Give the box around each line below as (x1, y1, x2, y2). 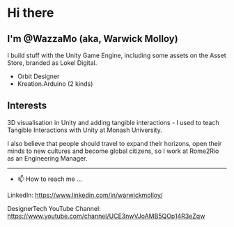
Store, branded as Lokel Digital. (7, 59, 97, 67)
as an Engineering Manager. (7, 154, 88, 162)
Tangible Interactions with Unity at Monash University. (7, 126, 162, 134)
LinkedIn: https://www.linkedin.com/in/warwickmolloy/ (7, 191, 163, 199)
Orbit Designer (17, 72, 60, 80)
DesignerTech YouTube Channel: (7, 204, 101, 212)
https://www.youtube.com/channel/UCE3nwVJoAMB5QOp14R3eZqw (7, 212, 205, 220)
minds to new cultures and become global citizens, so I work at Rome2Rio (7, 147, 219, 155)
